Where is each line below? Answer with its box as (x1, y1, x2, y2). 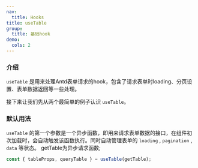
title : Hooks (11, 14, 44, 20)
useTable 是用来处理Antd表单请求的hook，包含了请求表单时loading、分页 (6, 78, 187, 85)
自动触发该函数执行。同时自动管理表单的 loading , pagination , (37, 137, 193, 144)
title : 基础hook (11, 31, 50, 37)
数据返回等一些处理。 (26, 85, 80, 93)
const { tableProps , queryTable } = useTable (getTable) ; (6, 157, 152, 163)
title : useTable (6, 20, 47, 26)
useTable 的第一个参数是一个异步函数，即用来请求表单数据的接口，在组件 (6, 130, 187, 137)
